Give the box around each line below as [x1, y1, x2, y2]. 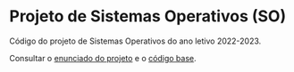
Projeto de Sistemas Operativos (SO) [9, 6, 287, 27]
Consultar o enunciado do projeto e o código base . [9, 52, 197, 63]
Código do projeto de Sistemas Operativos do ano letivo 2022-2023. [9, 36, 262, 46]
